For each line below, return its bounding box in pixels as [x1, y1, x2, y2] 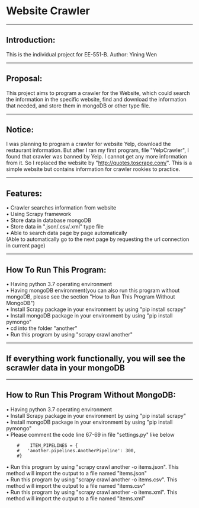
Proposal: [6, 74, 43, 84]
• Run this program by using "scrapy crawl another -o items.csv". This [6, 476, 178, 483]
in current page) [6, 242, 46, 249]
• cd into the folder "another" [6, 325, 78, 332]
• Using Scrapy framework [6, 211, 72, 218]
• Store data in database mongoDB [6, 217, 92, 224]
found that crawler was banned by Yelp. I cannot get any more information [6, 153, 188, 160]
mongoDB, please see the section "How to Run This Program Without [6, 293, 175, 300]
